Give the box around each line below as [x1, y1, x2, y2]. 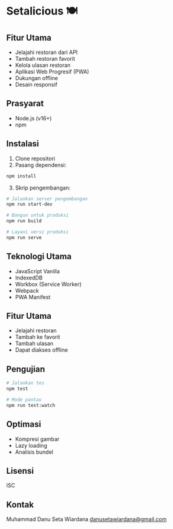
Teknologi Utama [6, 251, 72, 262]
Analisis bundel [15, 448, 53, 456]
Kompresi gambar [15, 435, 60, 443]
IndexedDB [15, 274, 43, 281]
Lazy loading [15, 442, 47, 449]
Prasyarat [6, 98, 44, 109]
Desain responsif [15, 81, 57, 88]
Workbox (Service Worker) [15, 280, 82, 288]
